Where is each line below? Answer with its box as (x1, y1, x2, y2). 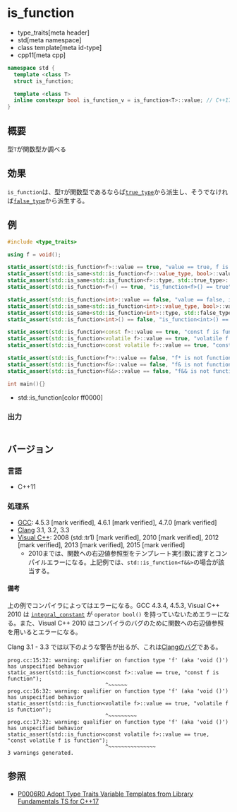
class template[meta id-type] (17, 43, 102, 52)
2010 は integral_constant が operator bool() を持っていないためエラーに (7, 609, 224, 619)
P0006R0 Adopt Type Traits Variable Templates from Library (17, 789, 194, 798)
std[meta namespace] (17, 35, 82, 44)
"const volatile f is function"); (7, 736, 109, 744)
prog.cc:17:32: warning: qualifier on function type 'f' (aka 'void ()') (7, 718, 229, 725)
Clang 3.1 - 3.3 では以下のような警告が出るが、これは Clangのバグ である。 (7, 643, 222, 651)
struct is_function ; (13, 78, 74, 85)
